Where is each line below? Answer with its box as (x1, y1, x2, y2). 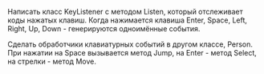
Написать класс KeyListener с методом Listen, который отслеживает (7, 7, 244, 16)
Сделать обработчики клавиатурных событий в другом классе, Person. (7, 39, 254, 49)
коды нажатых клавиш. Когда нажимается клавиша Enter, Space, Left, (7, 15, 248, 25)
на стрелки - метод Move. (7, 56, 97, 66)
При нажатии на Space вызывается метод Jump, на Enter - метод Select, (7, 48, 258, 57)
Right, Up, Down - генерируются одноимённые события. (7, 24, 201, 33)
